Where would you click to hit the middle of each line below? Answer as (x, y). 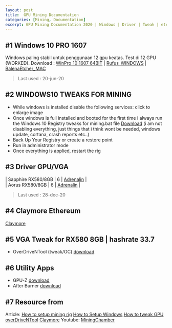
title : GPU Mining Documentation (42, 15)
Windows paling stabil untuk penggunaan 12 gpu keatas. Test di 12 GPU (81, 58)
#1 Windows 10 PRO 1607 (46, 45)
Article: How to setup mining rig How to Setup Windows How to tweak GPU (84, 314)
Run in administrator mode (41, 145)
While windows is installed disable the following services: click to (81, 107)
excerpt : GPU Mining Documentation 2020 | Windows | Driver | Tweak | (82, 24)
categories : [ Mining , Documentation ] (46, 20)
